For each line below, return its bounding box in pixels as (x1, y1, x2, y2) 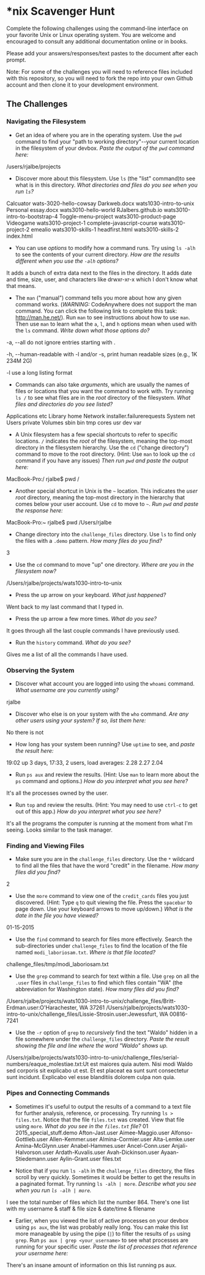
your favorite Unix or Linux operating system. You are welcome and (6, 31, 176, 38)
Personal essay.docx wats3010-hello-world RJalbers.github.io (6, 206, 163, 213)
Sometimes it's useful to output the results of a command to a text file (15, 1102, 192, 1110)
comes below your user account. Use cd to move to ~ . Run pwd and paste (15, 500, 199, 507)
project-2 (6, 225, 30, 233)
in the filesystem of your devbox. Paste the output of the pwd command (15, 144, 195, 152)
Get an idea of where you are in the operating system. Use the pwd (15, 131, 182, 139)
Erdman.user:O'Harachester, (6, 1004, 78, 1012)
